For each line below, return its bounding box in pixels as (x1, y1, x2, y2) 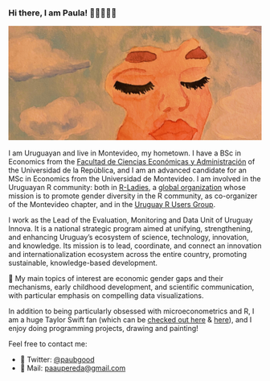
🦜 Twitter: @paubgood (19, 354, 95, 364)
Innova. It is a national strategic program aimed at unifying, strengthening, (8, 223, 253, 233)
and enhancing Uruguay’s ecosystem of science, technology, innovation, (8, 232, 249, 242)
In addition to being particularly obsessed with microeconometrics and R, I (8, 306, 255, 316)
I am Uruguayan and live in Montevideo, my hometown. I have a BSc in (8, 148, 241, 158)
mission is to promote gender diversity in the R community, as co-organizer (8, 191, 258, 201)
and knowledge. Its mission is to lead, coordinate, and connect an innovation (8, 241, 262, 251)
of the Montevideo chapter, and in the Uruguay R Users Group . (8, 199, 215, 209)
